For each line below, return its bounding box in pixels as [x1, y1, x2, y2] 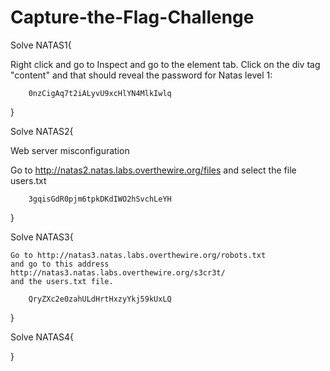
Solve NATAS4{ [10, 331, 75, 343]
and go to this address [10, 259, 110, 269]
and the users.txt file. [10, 276, 114, 286]
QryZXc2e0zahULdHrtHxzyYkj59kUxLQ [28, 294, 172, 304]
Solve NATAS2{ [10, 125, 74, 137]
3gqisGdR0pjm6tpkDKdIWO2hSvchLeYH [28, 194, 172, 204]
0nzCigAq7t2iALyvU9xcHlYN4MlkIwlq [28, 88, 172, 98]
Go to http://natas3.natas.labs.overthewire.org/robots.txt [10, 250, 267, 260]
